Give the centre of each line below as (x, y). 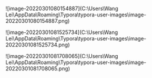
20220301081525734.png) (38, 45)
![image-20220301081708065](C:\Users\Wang (62, 56)
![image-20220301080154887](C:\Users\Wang (62, 9)
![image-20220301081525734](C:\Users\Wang (62, 32)
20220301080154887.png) (38, 21)
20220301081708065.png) (38, 69)
